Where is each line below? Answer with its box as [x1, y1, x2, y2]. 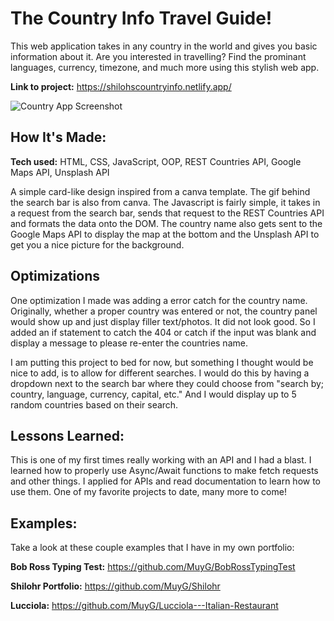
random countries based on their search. [10, 398, 179, 411]
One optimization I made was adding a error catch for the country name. [10, 294, 308, 306]
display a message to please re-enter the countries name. [10, 337, 248, 349]
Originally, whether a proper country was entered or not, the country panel [10, 305, 318, 317]
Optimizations [10, 268, 100, 285]
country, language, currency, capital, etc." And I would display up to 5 [10, 388, 297, 400]
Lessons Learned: [10, 427, 125, 444]
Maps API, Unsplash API [10, 166, 110, 178]
